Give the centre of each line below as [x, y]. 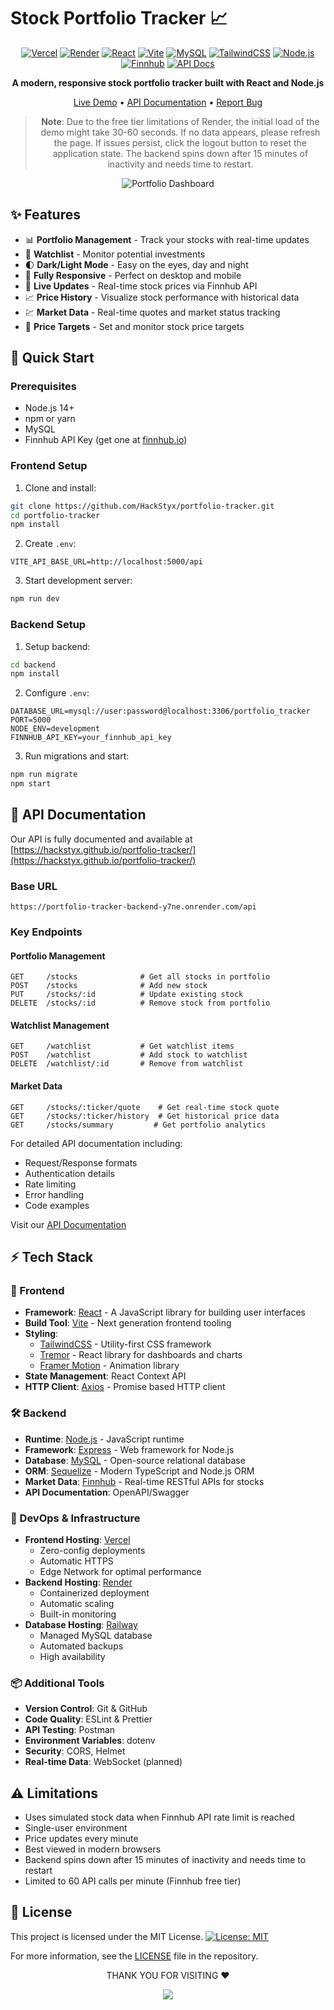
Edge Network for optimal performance [120, 1571]
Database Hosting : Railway [81, 1624]
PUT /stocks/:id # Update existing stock [127, 995]
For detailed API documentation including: [96, 1143]
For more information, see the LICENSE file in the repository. [134, 1956]
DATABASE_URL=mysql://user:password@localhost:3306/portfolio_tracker [160, 711]
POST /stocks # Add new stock [109, 986]
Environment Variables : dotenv [90, 1741]
